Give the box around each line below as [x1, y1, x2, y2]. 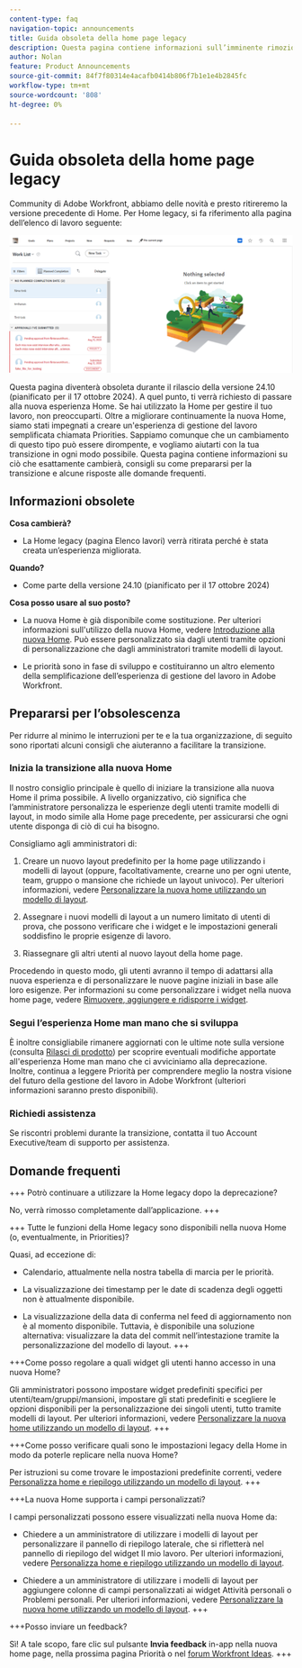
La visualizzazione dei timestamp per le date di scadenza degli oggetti [22, 1284, 283, 1295]
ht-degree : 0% [9, 100, 63, 109]
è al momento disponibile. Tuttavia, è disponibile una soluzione [22, 1320, 255, 1332]
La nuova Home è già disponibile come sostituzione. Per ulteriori [22, 614, 262, 625]
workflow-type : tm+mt [9, 81, 91, 90]
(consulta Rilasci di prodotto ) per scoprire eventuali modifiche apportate [9, 1047, 277, 1057]
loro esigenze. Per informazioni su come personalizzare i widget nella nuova [9, 984, 292, 995]
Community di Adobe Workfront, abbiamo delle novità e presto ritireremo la [9, 198, 288, 209]
